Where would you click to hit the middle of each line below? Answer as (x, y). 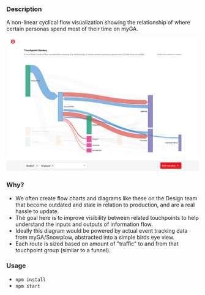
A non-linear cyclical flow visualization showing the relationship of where (99, 23)
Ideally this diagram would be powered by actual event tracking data (101, 230)
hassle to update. (37, 211)
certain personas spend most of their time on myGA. (73, 29)
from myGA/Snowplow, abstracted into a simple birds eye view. (95, 237)
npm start (28, 286)
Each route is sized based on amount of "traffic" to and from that (97, 244)
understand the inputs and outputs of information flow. (84, 224)
